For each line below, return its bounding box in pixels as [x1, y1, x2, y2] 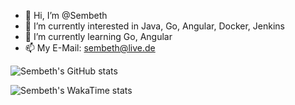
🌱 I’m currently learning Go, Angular [24, 31, 173, 42]
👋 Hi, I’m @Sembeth [24, 10, 108, 21]
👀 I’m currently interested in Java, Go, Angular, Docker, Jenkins [24, 20, 285, 32]
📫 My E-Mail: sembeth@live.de [24, 42, 156, 54]
